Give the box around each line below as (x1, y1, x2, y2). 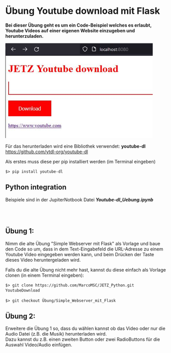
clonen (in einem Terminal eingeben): (5, 272, 84, 278)
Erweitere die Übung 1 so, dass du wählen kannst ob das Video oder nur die (5, 325, 166, 331)
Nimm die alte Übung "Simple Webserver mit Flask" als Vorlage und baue (5, 240, 161, 246)
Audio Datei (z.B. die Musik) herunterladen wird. (5, 331, 107, 337)
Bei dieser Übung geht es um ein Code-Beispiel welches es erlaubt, (5, 22, 152, 28)
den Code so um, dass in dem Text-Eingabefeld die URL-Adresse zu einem (5, 246, 163, 252)
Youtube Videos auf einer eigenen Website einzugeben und (5, 27, 135, 33)
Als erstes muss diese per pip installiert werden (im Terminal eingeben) (5, 158, 156, 164)
